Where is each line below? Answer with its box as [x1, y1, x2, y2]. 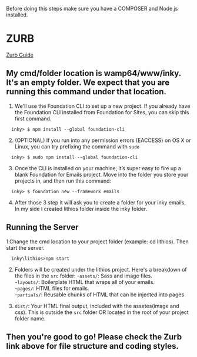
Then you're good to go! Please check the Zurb [6, 332, 182, 342]
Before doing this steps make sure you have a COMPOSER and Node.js [6, 5, 178, 12]
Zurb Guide [6, 51, 34, 58]
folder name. [14, 315, 46, 322]
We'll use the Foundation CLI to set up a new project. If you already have [14, 103, 191, 110]
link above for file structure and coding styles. [6, 341, 179, 351]
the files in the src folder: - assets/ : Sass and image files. [14, 272, 153, 279]
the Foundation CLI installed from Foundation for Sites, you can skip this [14, 108, 189, 115]
